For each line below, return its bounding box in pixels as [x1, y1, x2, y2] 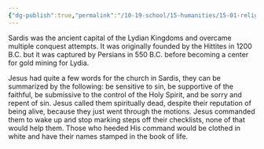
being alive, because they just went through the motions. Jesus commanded [8, 107, 255, 116]
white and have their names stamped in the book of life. [8, 131, 189, 141]
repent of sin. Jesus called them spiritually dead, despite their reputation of [8, 98, 251, 107]
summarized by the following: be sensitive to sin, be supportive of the [8, 82, 234, 91]
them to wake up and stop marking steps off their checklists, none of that [8, 114, 246, 124]
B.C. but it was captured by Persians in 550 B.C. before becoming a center [8, 49, 249, 59]
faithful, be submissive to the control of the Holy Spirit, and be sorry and [8, 89, 242, 99]
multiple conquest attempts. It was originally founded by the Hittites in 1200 [8, 41, 253, 51]
